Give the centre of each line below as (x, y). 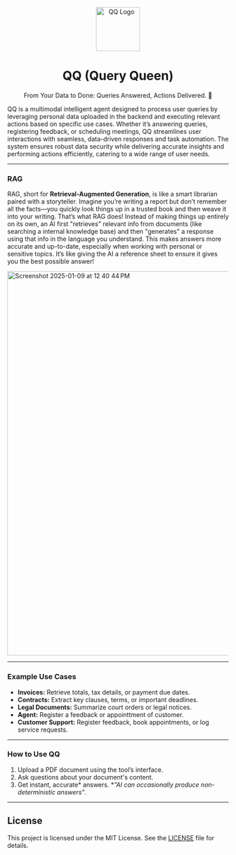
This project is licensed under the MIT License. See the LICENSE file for (111, 837)
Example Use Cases (42, 677)
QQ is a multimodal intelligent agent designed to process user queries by (112, 108)
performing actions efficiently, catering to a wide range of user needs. (109, 154)
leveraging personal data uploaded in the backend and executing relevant (114, 116)
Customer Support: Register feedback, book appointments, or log (113, 722)
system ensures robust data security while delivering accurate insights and (116, 146)
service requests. (42, 730)
